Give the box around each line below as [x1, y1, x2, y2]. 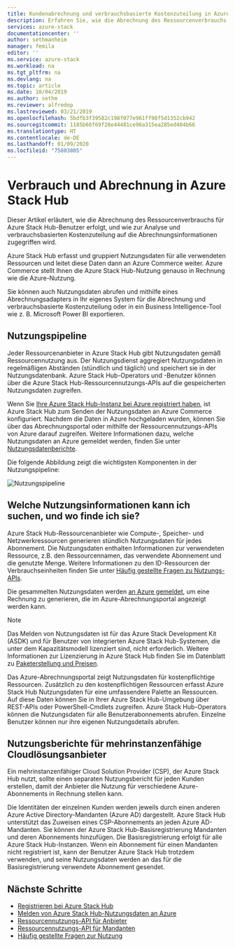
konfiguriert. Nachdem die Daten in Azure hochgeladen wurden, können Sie [7, 415, 226, 423]
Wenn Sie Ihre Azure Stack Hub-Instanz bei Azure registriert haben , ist [7, 399, 211, 408]
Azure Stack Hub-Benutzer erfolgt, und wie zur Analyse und [7, 222, 180, 231]
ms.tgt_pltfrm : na [7, 69, 61, 76]
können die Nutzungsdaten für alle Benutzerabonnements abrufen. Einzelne [7, 710, 226, 718]
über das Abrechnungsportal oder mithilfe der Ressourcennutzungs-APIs [7, 422, 218, 430]
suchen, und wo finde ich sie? [7, 510, 140, 523]
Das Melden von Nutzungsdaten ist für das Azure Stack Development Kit [7, 629, 217, 638]
